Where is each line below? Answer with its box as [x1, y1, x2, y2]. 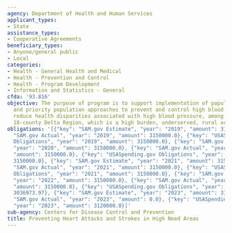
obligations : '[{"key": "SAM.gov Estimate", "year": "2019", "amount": [7, 125, 217, 132]
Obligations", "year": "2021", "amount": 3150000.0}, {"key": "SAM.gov [13, 170, 224, 177]
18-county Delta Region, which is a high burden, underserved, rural [13, 119, 217, 126]
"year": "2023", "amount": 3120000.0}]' [13, 203, 131, 210]
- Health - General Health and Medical [7, 68, 122, 74]
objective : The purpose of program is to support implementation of [7, 100, 209, 107]
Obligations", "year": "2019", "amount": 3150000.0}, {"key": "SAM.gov [13, 139, 224, 145]
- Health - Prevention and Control [7, 74, 110, 81]
